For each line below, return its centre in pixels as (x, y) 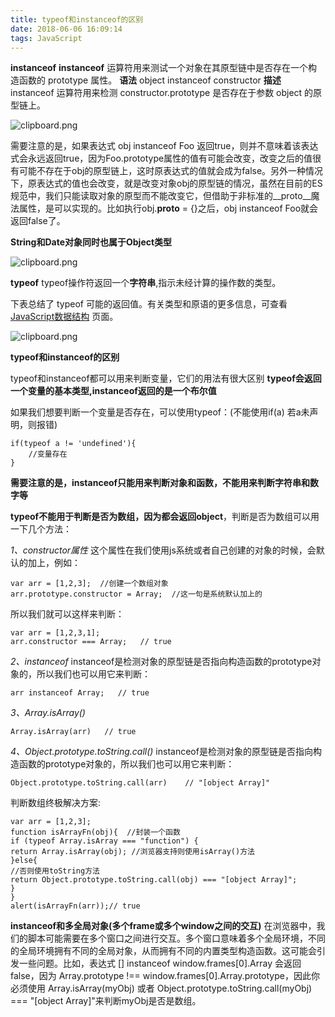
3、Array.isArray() (48, 713)
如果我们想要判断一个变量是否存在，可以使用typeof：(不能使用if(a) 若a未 (160, 412)
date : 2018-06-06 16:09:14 (66, 29)
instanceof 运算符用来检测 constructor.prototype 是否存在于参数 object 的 (162, 93)
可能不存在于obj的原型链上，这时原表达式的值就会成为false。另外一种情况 (171, 171)
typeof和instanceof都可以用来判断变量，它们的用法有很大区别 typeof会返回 (166, 378)
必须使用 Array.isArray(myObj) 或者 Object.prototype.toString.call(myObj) (161, 988)
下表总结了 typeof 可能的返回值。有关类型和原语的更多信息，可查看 (149, 304)
